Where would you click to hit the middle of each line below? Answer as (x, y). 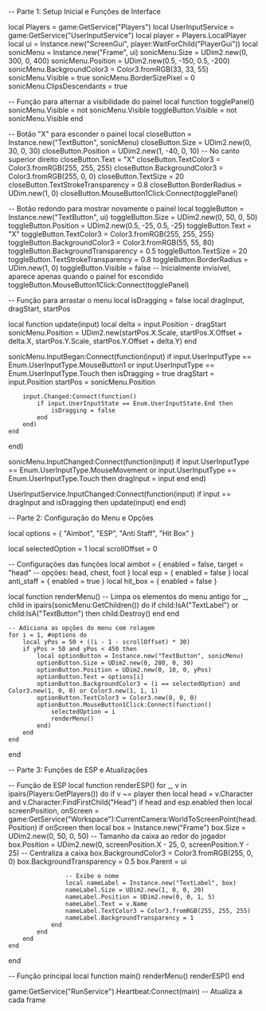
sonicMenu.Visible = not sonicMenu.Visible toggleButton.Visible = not (123, 110)
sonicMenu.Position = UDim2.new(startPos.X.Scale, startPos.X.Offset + (125, 333)
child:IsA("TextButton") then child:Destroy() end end (94, 613)
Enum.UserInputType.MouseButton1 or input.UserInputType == (111, 365)
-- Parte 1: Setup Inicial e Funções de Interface (84, 12)
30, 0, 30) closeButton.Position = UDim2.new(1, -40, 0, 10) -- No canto (124, 151)
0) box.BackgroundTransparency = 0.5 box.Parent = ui (98, 861)
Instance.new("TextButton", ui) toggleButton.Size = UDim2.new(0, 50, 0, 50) (133, 217)
